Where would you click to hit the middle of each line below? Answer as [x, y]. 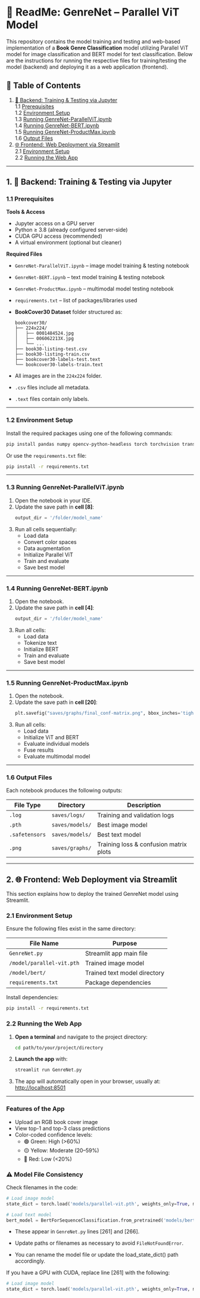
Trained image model [115, 963]
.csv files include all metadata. [52, 387]
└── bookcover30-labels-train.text [59, 365]
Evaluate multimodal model [57, 756]
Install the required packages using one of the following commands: [89, 433]
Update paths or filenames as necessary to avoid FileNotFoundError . [99, 1243]
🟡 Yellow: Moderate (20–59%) [61, 1150]
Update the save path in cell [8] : [54, 507]
